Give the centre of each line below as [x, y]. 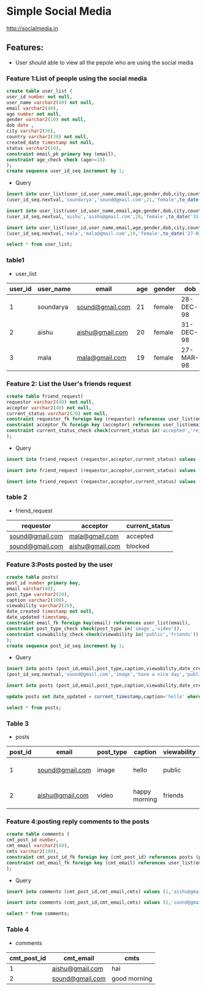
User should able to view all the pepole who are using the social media [104, 62]
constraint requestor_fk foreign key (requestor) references [86, 419]
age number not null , [34, 114]
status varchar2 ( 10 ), [34, 148]
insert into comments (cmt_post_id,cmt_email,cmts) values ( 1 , [89, 891]
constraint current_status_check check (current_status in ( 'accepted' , [98, 431]
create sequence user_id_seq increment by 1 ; [65, 171]
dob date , [20, 125]
